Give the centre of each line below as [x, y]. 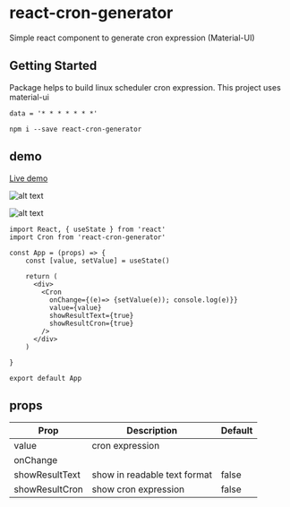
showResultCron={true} [91, 323]
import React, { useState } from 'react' [88, 229]
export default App [46, 378]
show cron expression [138, 489]
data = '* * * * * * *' [54, 113]
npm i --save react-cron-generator [76, 129]
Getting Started [53, 66]
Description [152, 431]
